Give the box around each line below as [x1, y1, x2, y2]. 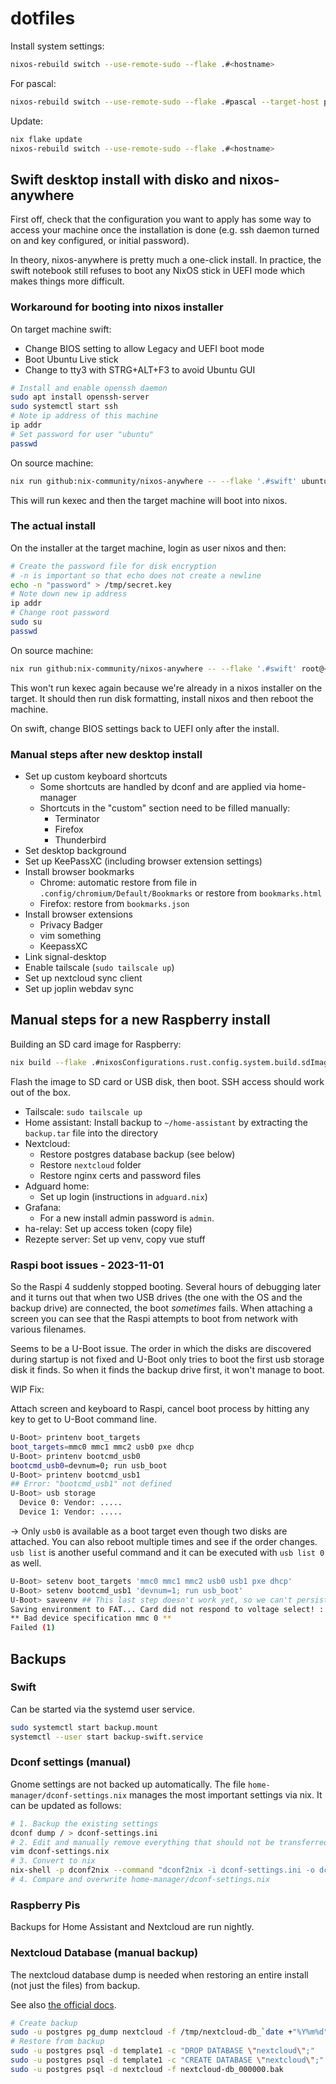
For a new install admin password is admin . [39, 1212, 215, 1224]
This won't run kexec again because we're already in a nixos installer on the [10, 682, 323, 694]
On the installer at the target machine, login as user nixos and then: [10, 542, 287, 554]
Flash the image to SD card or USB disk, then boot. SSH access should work [10, 1075, 325, 1087]
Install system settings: [10, 40, 105, 52]
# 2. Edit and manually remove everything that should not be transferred [10, 1837, 329, 1847]
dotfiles [10, 7, 76, 30]
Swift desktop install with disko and [10, 171, 237, 188]
